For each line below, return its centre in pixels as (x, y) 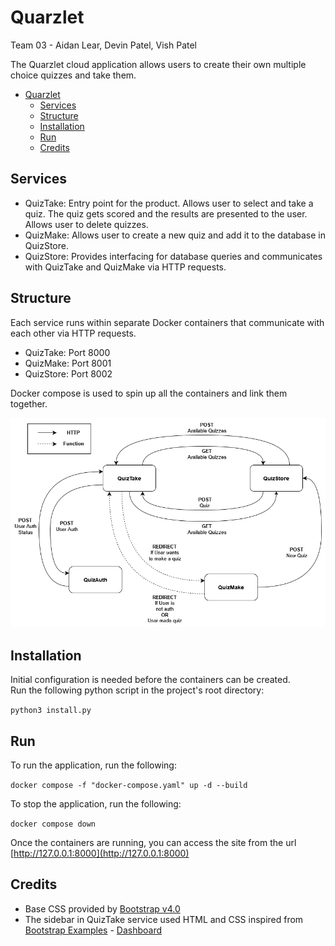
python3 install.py (51, 711)
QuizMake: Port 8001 (68, 363)
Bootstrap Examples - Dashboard (93, 930)
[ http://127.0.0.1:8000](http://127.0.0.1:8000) (100, 853)
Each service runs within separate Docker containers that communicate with (167, 322)
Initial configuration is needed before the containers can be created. (150, 680)
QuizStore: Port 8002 (68, 373)
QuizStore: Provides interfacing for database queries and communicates (173, 256)
